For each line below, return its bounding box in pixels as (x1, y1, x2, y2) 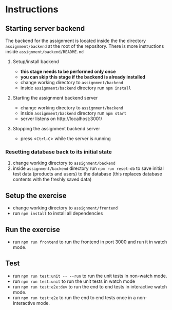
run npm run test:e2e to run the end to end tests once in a (12, 294, 136, 301)
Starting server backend (5, 24, 85, 33)
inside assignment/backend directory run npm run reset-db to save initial (12, 165, 164, 171)
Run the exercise (5, 225, 60, 234)
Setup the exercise (5, 191, 67, 200)
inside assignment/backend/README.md (5, 49, 84, 54)
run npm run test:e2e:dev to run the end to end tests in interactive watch (12, 283, 167, 289)
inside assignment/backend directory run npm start (20, 110, 127, 116)
